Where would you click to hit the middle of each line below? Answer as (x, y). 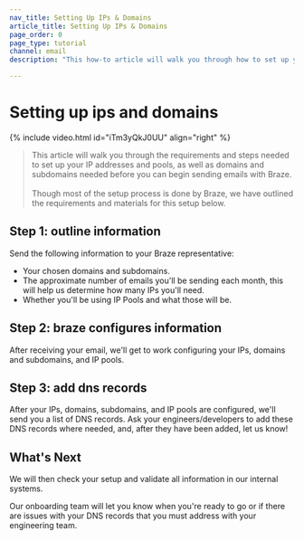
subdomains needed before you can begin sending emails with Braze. (161, 174)
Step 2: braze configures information (116, 328)
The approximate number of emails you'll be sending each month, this (152, 280)
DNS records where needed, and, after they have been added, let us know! (149, 429)
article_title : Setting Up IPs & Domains (89, 26)
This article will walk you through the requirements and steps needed (160, 155)
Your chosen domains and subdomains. (96, 270)
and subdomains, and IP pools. (67, 359)
